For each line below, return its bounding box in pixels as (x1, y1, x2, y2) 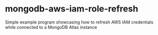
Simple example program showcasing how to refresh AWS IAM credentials (5, 19, 154, 25)
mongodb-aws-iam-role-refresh (5, 3, 139, 14)
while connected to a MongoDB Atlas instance (5, 24, 97, 30)
